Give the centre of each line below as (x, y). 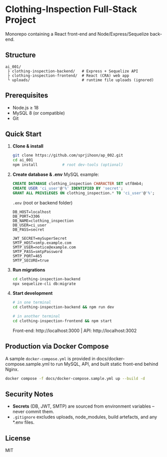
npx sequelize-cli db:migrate (44, 284)
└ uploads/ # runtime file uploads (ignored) (81, 80)
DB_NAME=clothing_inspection (43, 221)
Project (21, 20)
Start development (32, 293)
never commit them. (33, 412)
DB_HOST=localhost (32, 212)
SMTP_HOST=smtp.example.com (42, 243)
